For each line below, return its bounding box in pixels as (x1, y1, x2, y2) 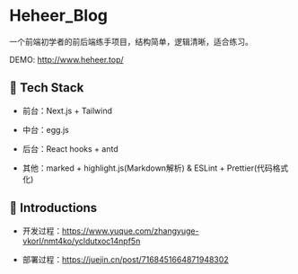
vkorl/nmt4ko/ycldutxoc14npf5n (22, 235, 141, 246)
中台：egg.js (22, 124, 69, 135)
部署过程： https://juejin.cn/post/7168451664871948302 (22, 253, 229, 265)
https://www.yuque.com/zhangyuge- (61, 225, 199, 236)
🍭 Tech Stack (9, 80, 84, 95)
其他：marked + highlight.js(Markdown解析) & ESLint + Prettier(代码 (22, 163, 274, 173)
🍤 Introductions (9, 200, 98, 216)
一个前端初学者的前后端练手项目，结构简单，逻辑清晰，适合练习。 (9, 36, 253, 47)
